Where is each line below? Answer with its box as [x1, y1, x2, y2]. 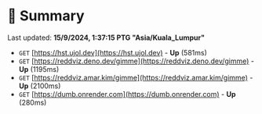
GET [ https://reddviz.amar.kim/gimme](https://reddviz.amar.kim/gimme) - [18, 73, 253, 82]
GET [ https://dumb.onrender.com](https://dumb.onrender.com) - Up [18, 89, 236, 98]
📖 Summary [7, 7, 85, 25]
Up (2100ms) [18, 81, 61, 91]
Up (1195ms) [18, 64, 60, 73]
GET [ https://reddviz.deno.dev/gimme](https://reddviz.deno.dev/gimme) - [18, 56, 255, 66]
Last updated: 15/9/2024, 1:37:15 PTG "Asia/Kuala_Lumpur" [7, 33, 206, 42]
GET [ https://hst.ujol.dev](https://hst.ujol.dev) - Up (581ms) [18, 48, 207, 57]
